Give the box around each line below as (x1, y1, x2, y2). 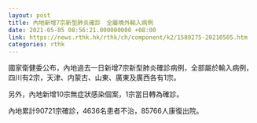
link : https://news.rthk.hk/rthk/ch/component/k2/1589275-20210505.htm (8, 33, 248, 42)
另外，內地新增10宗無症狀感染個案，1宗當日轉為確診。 (8, 89, 184, 99)
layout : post (8, 11, 51, 20)
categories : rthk (8, 41, 65, 49)
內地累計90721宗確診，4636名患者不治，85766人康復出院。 (8, 107, 204, 116)
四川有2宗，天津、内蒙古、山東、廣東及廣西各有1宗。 (8, 73, 181, 82)
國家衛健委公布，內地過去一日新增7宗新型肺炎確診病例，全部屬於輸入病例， (8, 63, 253, 73)
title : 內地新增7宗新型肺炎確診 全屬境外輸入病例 (8, 19, 154, 27)
